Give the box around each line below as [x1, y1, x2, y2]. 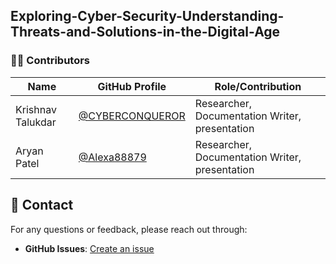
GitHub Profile [97, 79, 167, 93]
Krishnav [15, 102, 57, 116]
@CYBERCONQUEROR [78, 109, 186, 123]
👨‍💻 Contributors [10, 54, 91, 68]
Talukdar [15, 115, 57, 129]
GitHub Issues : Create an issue [24, 242, 155, 254]
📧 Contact [10, 197, 74, 214]
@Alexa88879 [78, 150, 147, 164]
